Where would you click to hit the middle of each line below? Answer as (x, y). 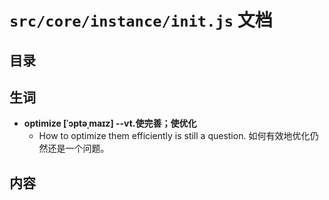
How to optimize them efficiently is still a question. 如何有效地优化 (174, 136)
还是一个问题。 (78, 148)
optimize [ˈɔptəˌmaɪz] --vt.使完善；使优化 (110, 123)
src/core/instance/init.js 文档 (141, 20)
